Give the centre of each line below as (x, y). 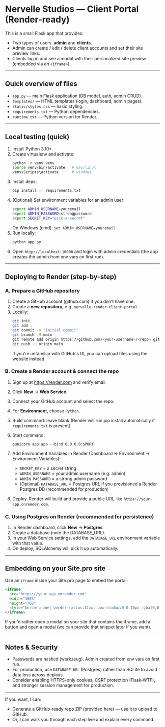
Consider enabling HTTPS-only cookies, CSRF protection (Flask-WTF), (84, 680)
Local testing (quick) (37, 137)
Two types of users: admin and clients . (52, 42)
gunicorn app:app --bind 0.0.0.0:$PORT (53, 444)
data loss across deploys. (38, 675)
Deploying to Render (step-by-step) (61, 276)
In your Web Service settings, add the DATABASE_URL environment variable (86, 538)
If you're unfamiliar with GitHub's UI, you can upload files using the (80, 353)
